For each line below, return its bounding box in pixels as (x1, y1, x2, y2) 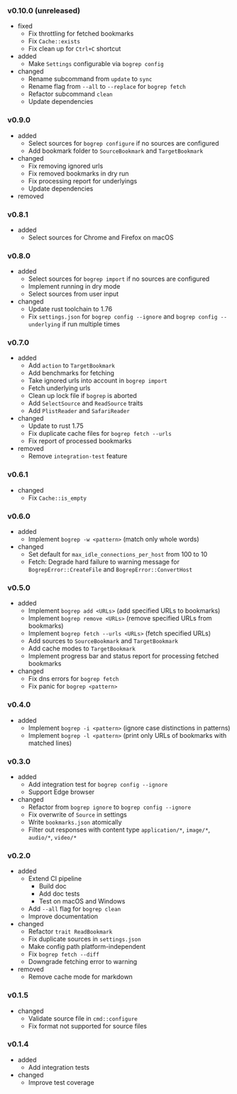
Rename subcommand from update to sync (28, 75, 153, 83)
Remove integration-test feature (28, 452, 128, 461)
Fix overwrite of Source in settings (28, 810, 128, 819)
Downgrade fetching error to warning (28, 958, 138, 966)
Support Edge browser (28, 788, 95, 796)
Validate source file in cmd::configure (28, 1014, 138, 1022)
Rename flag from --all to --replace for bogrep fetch (28, 82, 187, 91)
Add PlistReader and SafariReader (28, 407, 130, 415)
